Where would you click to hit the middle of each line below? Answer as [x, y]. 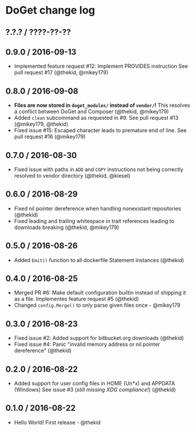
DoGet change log [50, 10]
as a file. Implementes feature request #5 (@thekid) [77, 299]
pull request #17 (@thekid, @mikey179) [61, 73]
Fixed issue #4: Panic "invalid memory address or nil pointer [87, 344]
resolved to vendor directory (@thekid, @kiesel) [72, 176]
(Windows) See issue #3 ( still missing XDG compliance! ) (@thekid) [95, 390]
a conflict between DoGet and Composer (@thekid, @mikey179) [91, 112]
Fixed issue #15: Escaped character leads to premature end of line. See [100, 130]
